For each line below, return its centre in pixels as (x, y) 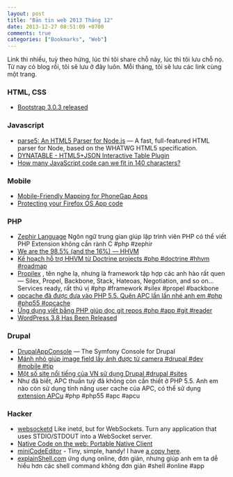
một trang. (22, 75)
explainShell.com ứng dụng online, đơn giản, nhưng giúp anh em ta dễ (118, 458)
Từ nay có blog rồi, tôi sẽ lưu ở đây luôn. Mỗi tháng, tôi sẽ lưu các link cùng (114, 67)
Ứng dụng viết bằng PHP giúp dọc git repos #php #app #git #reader (115, 311)
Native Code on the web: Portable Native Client (85, 444)
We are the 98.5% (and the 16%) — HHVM (78, 251)
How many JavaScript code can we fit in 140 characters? (99, 163)
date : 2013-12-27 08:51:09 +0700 (56, 26)
